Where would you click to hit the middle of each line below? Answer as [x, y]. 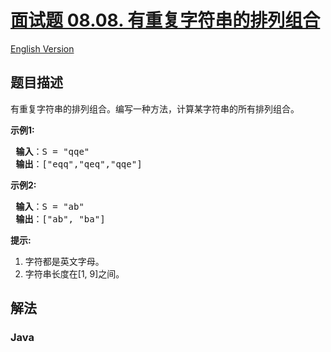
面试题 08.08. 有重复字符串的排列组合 [165, 20]
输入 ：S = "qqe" [52, 151]
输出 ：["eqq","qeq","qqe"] [79, 164]
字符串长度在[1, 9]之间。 [74, 273]
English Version [42, 48]
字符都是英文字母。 [64, 261]
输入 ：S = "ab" [50, 206]
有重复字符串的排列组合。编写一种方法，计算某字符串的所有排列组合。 [155, 108]
